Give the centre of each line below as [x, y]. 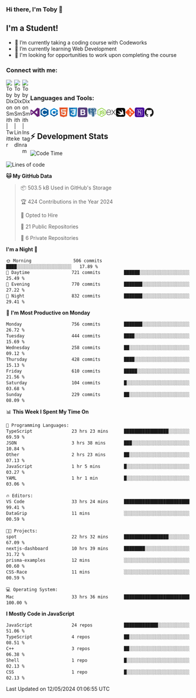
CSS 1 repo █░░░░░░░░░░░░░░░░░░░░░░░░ [98, 672]
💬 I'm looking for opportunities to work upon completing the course [95, 55]
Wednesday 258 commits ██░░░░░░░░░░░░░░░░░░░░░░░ [98, 348]
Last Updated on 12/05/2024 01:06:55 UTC [58, 689]
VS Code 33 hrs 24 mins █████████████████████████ [98, 502]
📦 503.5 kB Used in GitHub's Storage [66, 188]
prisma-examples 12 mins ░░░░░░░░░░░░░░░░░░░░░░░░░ [98, 560]
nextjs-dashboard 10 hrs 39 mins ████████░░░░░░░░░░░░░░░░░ [98, 549]
